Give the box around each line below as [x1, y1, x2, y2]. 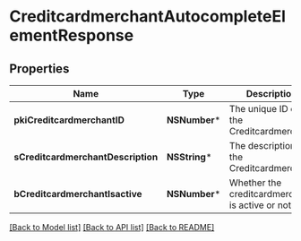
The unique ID [228, 103, 288, 115]
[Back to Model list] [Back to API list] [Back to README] [9, 222, 215, 232]
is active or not [228, 199, 292, 211]
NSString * [166, 151, 212, 163]
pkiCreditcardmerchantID [13, 114, 125, 126]
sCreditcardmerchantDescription [13, 151, 159, 163]
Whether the [228, 176, 282, 189]
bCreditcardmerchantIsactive [13, 188, 142, 200]
